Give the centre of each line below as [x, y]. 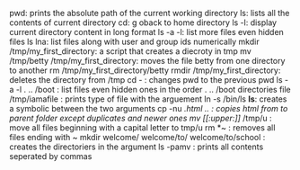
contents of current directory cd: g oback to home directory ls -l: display [143, 22]
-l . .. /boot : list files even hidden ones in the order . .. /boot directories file [154, 89]
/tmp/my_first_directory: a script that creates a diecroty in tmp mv [130, 51]
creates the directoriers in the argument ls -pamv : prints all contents [137, 147]
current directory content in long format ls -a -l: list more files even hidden [147, 32]
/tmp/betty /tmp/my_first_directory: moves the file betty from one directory [147, 61]
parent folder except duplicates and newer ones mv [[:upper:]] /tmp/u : [141, 118]
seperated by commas [51, 156]
